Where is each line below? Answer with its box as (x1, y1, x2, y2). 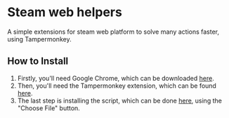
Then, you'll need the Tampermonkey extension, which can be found (17, 81, 216, 90)
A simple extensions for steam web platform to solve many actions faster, (7, 27, 220, 36)
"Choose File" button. (17, 103, 81, 112)
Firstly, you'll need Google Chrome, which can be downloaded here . (17, 74, 214, 82)
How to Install (7, 55, 69, 67)
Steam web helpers (7, 4, 123, 20)
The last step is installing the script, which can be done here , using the (17, 96, 223, 105)
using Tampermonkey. (7, 34, 72, 43)
